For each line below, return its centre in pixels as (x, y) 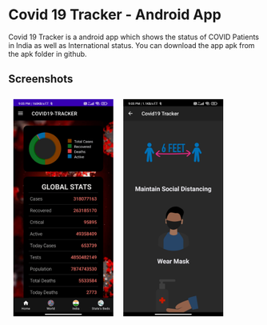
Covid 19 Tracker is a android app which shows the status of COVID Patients (134, 37)
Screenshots (41, 79)
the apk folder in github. (48, 54)
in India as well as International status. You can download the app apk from (132, 45)
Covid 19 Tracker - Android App (115, 15)
